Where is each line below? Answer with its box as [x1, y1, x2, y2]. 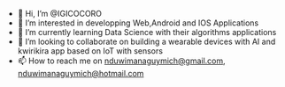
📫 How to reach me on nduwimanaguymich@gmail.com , [17, 55, 226, 66]
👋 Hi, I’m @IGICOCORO [17, 9, 103, 18]
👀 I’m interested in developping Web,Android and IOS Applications [17, 18, 259, 28]
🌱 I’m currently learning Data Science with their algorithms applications [17, 27, 277, 37]
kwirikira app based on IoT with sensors [17, 46, 164, 56]
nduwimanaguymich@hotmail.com [17, 69, 144, 78]
